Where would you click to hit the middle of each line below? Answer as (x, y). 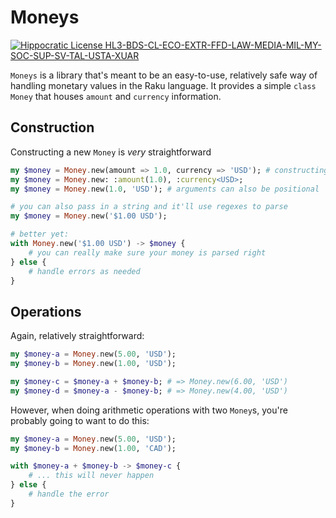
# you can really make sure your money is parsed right (147, 252)
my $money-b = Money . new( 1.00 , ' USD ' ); (93, 364)
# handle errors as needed (84, 271)
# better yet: (40, 234)
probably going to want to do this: (80, 420)
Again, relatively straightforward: (77, 336)
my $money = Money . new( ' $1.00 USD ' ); (89, 216)
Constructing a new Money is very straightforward (111, 152)
